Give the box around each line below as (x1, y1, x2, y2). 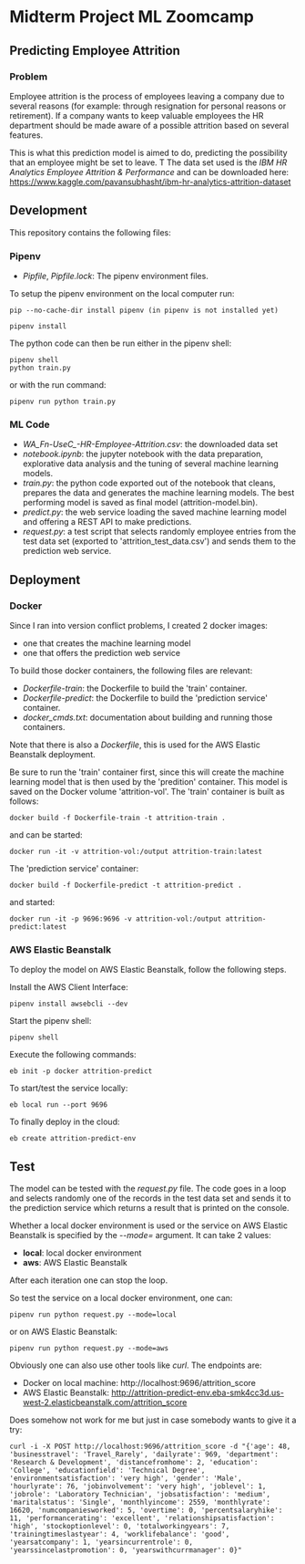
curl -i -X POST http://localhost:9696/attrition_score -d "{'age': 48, (9, 1442, 291, 1452)
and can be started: (9, 829, 84, 840)
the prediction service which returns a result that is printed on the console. (9, 1203, 290, 1214)
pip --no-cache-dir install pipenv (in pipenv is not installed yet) (9, 306, 280, 315)
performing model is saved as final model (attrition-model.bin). (22, 497, 259, 508)
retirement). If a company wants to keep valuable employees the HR (9, 109, 264, 120)
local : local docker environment (22, 1247, 142, 1258)
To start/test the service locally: (9, 1083, 128, 1094)
